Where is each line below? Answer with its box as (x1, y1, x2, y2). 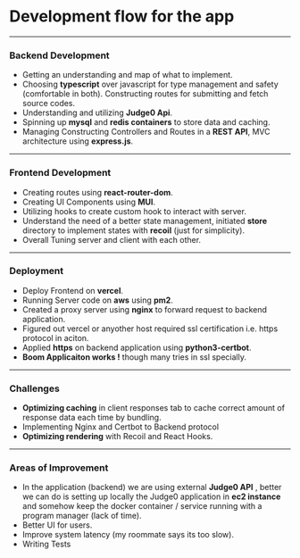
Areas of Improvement (9, 462, 109, 474)
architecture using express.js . (21, 136, 134, 146)
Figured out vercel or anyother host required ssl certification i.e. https (21, 323, 279, 334)
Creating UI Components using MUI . (21, 196, 156, 207)
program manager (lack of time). (21, 511, 142, 521)
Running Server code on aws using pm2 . (21, 295, 174, 305)
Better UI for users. (21, 520, 93, 530)
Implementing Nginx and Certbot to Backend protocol (21, 421, 220, 432)
